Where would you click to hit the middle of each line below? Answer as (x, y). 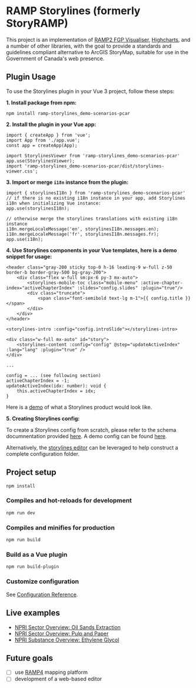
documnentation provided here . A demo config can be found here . (87, 436)
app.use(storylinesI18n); (38, 208)
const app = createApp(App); (42, 145)
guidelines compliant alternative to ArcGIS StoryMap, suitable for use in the (97, 52)
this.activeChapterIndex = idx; (56, 391)
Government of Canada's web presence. (55, 58)
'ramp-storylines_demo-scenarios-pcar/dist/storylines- (94, 166)
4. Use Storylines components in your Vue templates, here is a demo (92, 250)
